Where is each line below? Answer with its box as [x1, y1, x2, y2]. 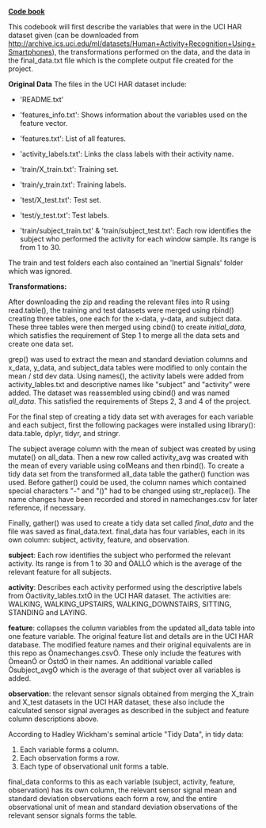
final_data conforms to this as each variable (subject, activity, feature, [8, 777, 236, 786]
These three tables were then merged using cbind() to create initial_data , [8, 322, 247, 332]
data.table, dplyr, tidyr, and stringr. [8, 429, 120, 438]
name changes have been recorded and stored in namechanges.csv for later [8, 495, 258, 503]
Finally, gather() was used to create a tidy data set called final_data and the [8, 518, 254, 527]
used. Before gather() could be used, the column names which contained [8, 478, 247, 487]
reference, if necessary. [8, 503, 86, 512]
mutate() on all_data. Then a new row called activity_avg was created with [8, 453, 249, 461]
